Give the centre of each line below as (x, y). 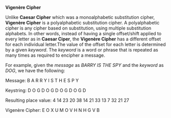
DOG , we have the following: (35, 70)
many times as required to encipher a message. (55, 55)
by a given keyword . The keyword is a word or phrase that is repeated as (82, 50)
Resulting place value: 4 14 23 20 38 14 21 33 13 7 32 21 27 (67, 100)
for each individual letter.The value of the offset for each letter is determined (86, 44)
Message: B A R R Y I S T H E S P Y (42, 80)
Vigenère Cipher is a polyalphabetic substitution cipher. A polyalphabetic (82, 23)
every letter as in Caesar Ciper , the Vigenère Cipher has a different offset (83, 39)
